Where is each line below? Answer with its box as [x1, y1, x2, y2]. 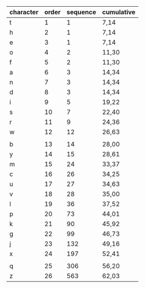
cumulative [102, 8, 136, 16]
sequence [66, 8, 97, 16]
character [9, 8, 39, 16]
